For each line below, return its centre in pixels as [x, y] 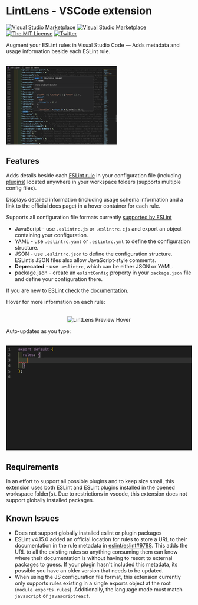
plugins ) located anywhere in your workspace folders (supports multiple [94, 182]
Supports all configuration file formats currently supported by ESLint [89, 217]
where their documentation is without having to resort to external [93, 558]
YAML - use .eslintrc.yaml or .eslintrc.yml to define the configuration [102, 241]
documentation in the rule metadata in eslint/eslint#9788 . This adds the [101, 545]
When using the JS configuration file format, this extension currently [98, 577]
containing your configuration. [51, 235]
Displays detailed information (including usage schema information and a [95, 199]
